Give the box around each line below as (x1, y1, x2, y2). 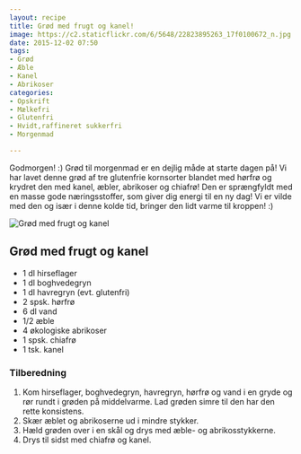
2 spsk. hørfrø (22, 296, 75, 307)
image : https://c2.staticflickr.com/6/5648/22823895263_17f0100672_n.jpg (9, 30, 292, 39)
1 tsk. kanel (22, 344, 65, 354)
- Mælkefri (9, 105, 50, 114)
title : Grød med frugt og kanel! (9, 22, 135, 31)
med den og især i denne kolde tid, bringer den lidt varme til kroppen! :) (9, 200, 274, 211)
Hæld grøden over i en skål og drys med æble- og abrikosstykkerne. (22, 424, 277, 435)
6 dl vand (22, 306, 58, 317)
